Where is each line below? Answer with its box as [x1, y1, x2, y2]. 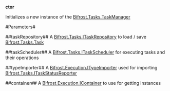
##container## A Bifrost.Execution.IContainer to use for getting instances [5, 80, 161, 86]
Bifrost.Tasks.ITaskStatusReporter [5, 70, 77, 76]
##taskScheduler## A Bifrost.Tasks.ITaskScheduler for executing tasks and [5, 49, 165, 55]
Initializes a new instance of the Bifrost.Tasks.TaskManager [5, 14, 131, 20]
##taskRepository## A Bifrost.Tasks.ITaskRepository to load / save [5, 34, 146, 40]
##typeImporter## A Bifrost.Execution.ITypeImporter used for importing [5, 65, 158, 70]
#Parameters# [5, 24, 36, 30]
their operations [5, 54, 39, 61]
